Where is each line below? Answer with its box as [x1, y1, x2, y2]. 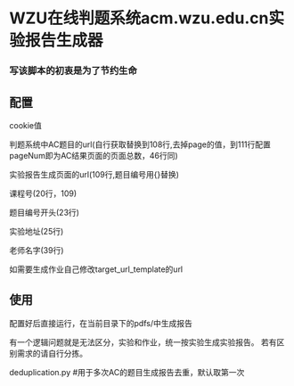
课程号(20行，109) [9, 188, 78, 199]
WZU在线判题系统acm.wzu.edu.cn [9, 8, 269, 29]
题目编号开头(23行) [9, 207, 80, 218]
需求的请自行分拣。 [16, 348, 87, 358]
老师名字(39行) [9, 244, 64, 255]
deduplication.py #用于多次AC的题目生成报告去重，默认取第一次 [9, 366, 245, 377]
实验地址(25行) [9, 226, 64, 236]
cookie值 [9, 119, 43, 130]
